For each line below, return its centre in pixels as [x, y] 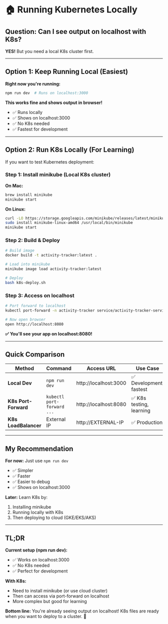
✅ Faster [21, 476]
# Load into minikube [28, 264]
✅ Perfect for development [40, 571]
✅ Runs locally [27, 112]
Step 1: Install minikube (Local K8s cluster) [58, 174]
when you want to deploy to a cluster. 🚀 [46, 616]
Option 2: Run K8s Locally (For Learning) [70, 150]
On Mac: [14, 185]
